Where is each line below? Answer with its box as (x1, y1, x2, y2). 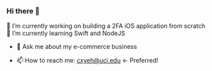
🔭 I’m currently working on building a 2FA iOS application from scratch (6, 22, 206, 30)
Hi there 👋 (6, 6, 41, 16)
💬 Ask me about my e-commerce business (16, 43, 138, 51)
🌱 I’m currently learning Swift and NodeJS (6, 29, 125, 37)
